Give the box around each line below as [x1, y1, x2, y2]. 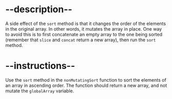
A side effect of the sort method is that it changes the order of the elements [5, 20, 166, 27]
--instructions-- [5, 60, 75, 72]
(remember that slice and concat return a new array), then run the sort [5, 37, 156, 43]
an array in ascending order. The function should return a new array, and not [5, 82, 167, 88]
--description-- [5, 4, 73, 15]
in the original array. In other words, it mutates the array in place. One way [5, 26, 162, 32]
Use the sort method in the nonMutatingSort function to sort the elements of [5, 77, 167, 83]
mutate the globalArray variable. [5, 88, 74, 94]
